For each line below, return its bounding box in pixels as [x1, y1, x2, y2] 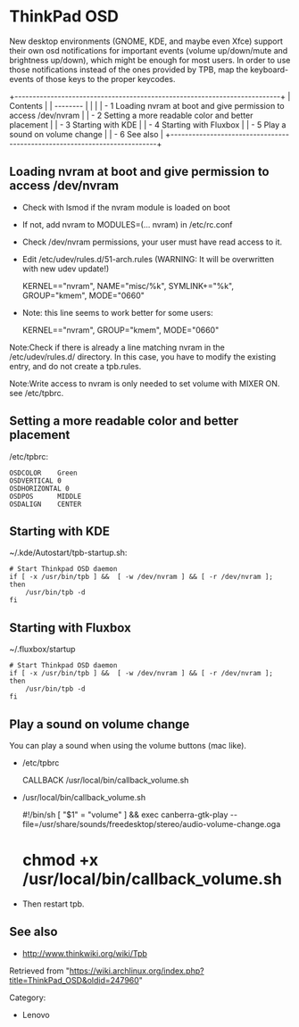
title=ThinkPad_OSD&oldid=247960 [9, 974, 140, 985]
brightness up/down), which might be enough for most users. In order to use [9, 54, 291, 65]
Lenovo [21, 1009, 51, 1020]
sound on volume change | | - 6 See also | [9, 128, 163, 139]
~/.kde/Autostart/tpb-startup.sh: [9, 547, 128, 559]
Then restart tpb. [21, 899, 85, 909]
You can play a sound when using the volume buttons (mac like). [9, 741, 247, 750]
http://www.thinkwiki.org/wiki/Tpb [21, 948, 147, 958]
